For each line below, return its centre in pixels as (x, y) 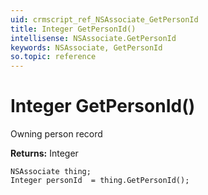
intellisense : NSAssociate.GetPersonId (93, 38)
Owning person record (56, 134)
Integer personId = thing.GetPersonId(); (100, 181)
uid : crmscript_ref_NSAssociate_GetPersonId (104, 19)
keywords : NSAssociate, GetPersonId (86, 47)
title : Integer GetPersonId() (73, 29)
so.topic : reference (53, 57)
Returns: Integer (44, 153)
